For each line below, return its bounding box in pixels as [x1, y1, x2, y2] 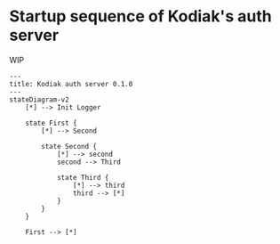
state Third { [56, 173, 109, 182]
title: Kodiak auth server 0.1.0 [9, 79, 133, 88]
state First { [25, 118, 77, 127]
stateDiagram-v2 [9, 95, 69, 104]
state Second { [41, 142, 98, 150]
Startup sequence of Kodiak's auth [9, 6, 273, 27]
